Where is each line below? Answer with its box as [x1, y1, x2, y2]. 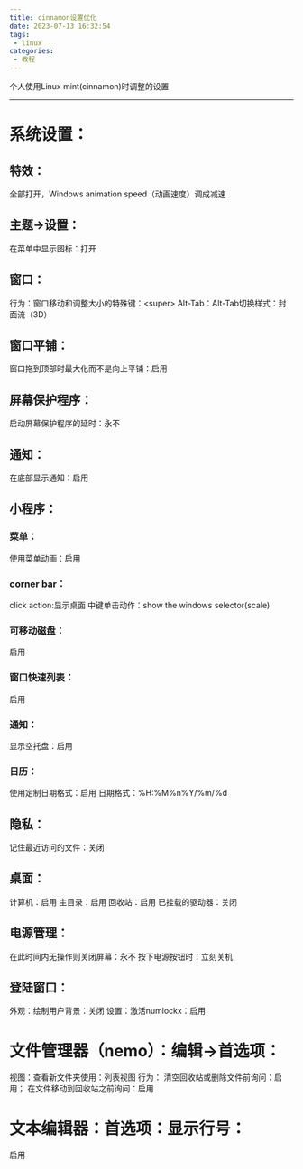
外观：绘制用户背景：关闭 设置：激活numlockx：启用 [9, 1006, 206, 1017]
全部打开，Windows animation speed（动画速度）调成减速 [9, 188, 227, 199]
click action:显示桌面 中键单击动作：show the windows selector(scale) [9, 600, 271, 611]
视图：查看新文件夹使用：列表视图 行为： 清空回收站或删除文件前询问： [9, 1072, 275, 1082]
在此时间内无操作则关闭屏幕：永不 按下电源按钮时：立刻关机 [9, 951, 233, 962]
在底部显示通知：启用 [9, 472, 88, 483]
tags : [9, 30, 30, 39]
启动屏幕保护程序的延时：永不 [9, 418, 120, 429]
